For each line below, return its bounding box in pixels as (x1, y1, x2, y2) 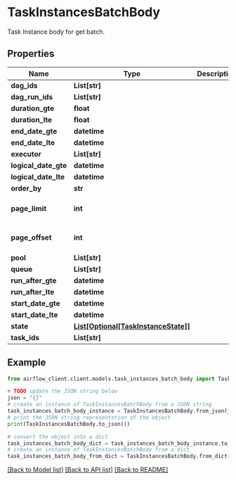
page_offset (11, 233, 52, 242)
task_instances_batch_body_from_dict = (7, 453, 124, 460)
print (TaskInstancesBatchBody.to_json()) (7, 420, 131, 427)
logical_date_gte (11, 160, 67, 170)
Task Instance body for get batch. (7, 27, 105, 36)
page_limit (11, 203, 47, 213)
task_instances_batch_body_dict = (7, 440, 109, 447)
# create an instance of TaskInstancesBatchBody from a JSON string (7, 401, 212, 408)
